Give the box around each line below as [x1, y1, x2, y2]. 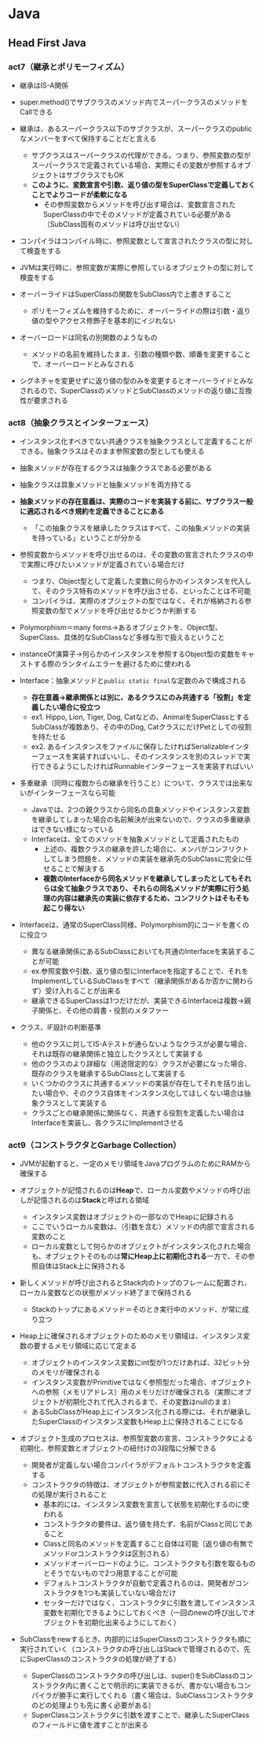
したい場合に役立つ [38, 703, 100, 712]
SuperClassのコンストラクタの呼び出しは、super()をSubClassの [31, 1671, 239, 1680]
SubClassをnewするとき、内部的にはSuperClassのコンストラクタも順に [19, 1635, 252, 1644]
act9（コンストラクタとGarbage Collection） [8, 1140, 181, 1151]
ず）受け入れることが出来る [31, 986, 122, 996]
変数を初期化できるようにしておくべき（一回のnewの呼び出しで [42, 1608, 249, 1617]
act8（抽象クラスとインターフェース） [8, 417, 154, 428]
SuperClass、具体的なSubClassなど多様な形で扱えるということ [19, 633, 225, 642]
